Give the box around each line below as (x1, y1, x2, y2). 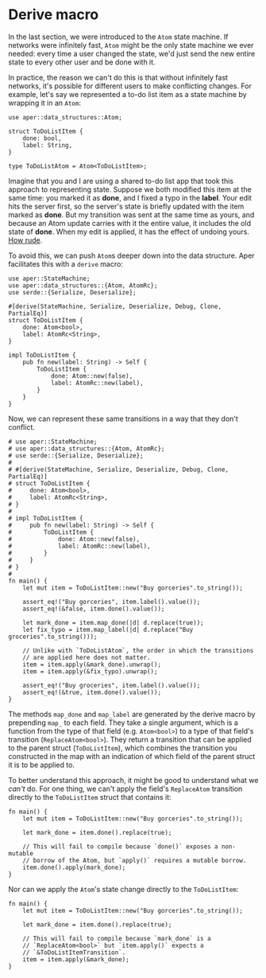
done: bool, (22, 134, 62, 142)
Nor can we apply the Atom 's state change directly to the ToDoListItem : (8, 884, 239, 894)
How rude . (8, 235, 43, 244)
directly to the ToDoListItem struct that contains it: (8, 792, 172, 801)
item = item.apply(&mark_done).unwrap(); (22, 660, 161, 668)
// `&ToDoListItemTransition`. (22, 949, 126, 957)
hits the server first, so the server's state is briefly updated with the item (8, 201, 245, 211)
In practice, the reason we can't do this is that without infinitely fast (8, 72, 229, 82)
